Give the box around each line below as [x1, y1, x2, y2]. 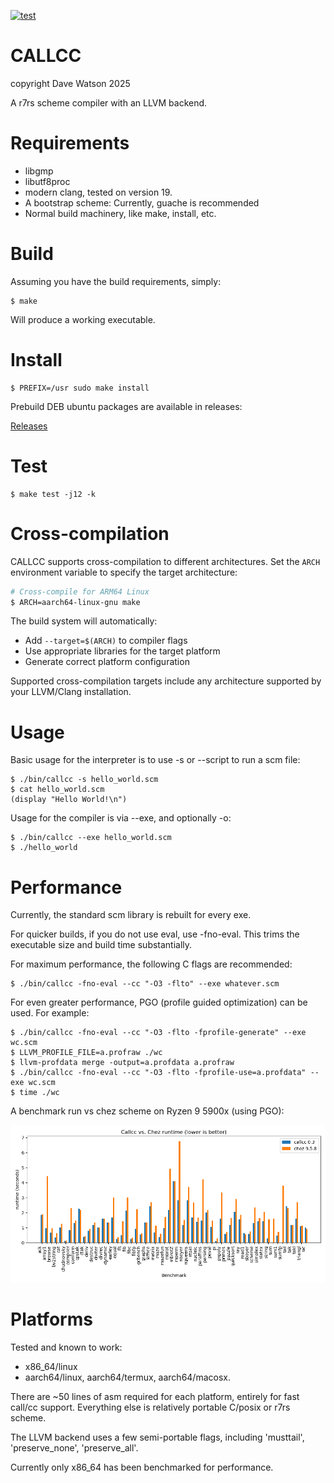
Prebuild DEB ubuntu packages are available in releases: [10, 400, 243, 412]
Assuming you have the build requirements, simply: [10, 275, 222, 287]
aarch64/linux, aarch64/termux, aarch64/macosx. [24, 1371, 231, 1384]
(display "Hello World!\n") [10, 795, 128, 805]
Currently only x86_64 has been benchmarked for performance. [10, 1461, 274, 1474]
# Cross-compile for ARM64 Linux [10, 586, 150, 597]
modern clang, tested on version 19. [24, 186, 173, 198]
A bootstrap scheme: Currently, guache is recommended [24, 196, 260, 209]
